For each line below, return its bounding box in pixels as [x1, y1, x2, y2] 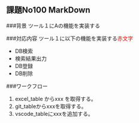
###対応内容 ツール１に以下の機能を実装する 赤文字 [6, 35, 134, 42]
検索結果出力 [14, 55, 47, 62]
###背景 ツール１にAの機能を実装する [6, 22, 101, 29]
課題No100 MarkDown [6, 5, 91, 16]
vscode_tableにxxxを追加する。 [14, 110, 94, 117]
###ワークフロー [6, 82, 48, 90]
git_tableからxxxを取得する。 [14, 103, 87, 110]
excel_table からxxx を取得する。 [14, 95, 97, 102]
